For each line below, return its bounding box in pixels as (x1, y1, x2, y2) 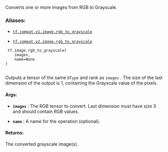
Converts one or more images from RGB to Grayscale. (5, 5, 117, 10)
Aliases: (5, 17, 26, 24)
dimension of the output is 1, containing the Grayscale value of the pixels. (5, 80, 158, 86)
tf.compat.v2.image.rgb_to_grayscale (12, 39, 93, 45)
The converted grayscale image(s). (5, 141, 78, 147)
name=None (14, 57, 35, 62)
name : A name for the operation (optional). (12, 118, 100, 124)
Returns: (5, 130, 24, 136)
